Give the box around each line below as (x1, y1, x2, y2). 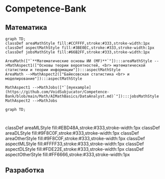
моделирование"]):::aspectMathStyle (5, 76, 82, 81)
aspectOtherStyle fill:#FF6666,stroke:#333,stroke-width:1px (5, 152, 130, 157)
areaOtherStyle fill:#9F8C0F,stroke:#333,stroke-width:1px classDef (5, 136, 145, 141)
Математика (5, 23, 47, 32)
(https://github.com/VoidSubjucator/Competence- (5, 89, 109, 94)
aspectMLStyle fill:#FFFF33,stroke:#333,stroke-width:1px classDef (5, 141, 144, 147)
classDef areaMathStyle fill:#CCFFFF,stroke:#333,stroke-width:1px (5, 41, 150, 46)
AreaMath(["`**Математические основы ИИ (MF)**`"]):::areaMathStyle (5, 58, 152, 64)
